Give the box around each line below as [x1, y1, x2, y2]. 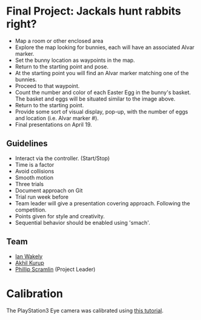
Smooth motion [15, 174, 53, 181]
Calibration [6, 287, 64, 301]
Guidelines [6, 138, 48, 149]
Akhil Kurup [15, 259, 44, 266]
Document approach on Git [15, 187, 83, 194]
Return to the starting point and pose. [15, 62, 109, 70]
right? [6, 17, 38, 31]
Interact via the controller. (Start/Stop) [15, 155, 110, 162]
